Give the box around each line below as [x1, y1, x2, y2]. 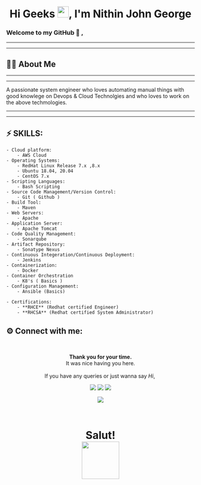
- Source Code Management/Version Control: [6, 189, 117, 195]
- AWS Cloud [17, 153, 47, 159]
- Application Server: [6, 220, 63, 227]
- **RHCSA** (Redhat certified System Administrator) [17, 310, 154, 316]
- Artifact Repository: [6, 241, 66, 248]
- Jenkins [17, 257, 42, 263]
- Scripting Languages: [6, 178, 66, 185]
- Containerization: [6, 262, 58, 269]
